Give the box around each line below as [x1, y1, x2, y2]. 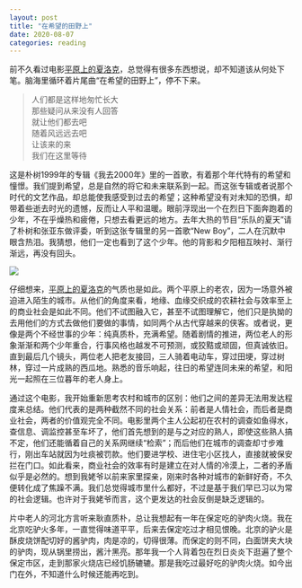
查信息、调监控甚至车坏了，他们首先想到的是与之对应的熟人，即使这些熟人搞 [9, 426, 293, 437]
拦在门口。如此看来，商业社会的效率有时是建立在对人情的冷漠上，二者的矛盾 [9, 460, 293, 471]
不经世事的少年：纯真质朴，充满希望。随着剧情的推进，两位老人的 [40, 329, 285, 339]
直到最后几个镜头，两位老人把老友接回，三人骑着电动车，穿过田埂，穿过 [9, 351, 277, 362]
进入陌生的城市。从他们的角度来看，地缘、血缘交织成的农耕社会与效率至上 [16, 295, 293, 306]
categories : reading [9, 38, 87, 48]
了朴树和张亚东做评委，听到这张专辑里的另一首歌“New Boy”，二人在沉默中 [9, 225, 286, 236]
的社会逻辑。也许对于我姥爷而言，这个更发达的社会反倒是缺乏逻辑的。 [9, 494, 270, 505]
